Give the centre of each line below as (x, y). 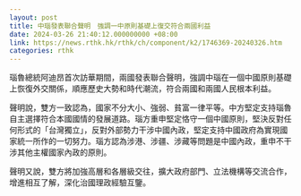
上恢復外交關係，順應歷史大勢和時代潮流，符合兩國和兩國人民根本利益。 (142, 89)
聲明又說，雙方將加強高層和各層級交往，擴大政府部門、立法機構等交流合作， (150, 172)
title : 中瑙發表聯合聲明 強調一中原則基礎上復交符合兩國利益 (110, 26)
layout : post (34, 17)
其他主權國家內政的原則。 (64, 152)
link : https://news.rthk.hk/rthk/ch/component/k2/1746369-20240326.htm (146, 43)
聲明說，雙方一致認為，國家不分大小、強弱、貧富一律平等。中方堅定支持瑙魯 (150, 107)
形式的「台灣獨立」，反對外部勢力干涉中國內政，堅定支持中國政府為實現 (148, 130)
